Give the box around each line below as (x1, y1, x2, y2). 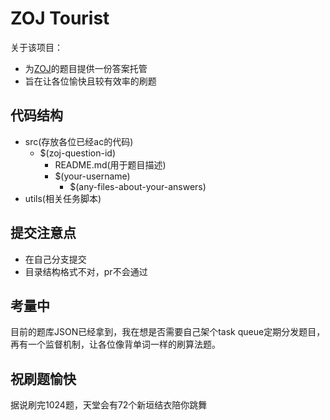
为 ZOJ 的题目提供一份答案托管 (24, 62, 148, 74)
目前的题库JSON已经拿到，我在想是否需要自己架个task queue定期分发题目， (10, 326, 326, 338)
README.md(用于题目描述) (54, 158, 167, 171)
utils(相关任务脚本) (24, 192, 102, 204)
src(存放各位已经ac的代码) (24, 135, 134, 147)
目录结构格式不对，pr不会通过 (24, 265, 148, 277)
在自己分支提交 (24, 253, 87, 265)
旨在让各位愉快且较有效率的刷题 (24, 75, 157, 87)
